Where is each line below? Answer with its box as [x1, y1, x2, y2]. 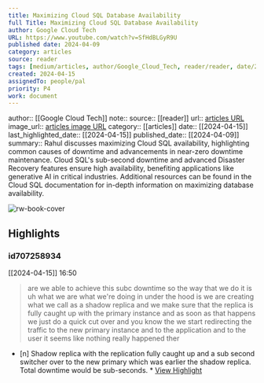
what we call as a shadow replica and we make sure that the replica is [27, 300, 254, 309]
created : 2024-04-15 [8, 70, 76, 78]
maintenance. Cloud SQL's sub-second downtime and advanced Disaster [8, 155, 245, 165]
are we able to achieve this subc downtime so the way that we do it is [27, 283, 253, 293]
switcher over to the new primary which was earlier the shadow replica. [19, 357, 251, 366]
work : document [8, 92, 58, 100]
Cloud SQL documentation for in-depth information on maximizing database [8, 180, 254, 190]
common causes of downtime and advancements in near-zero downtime [8, 147, 244, 157]
